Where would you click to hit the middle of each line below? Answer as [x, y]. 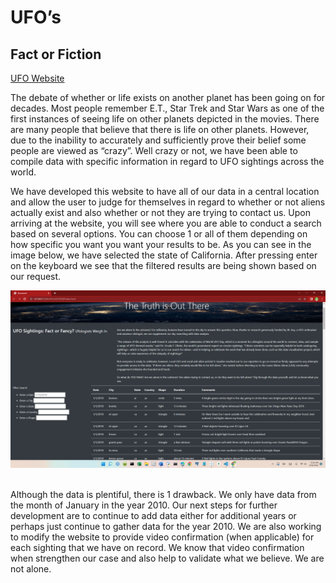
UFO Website [37, 78]
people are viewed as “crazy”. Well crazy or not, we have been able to [154, 150]
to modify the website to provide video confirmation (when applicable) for [162, 537]
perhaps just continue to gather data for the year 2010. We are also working [166, 526]
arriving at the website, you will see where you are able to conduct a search [166, 223]
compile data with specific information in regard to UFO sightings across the [167, 161]
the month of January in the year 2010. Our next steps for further [144, 505]
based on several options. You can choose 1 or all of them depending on [159, 234]
